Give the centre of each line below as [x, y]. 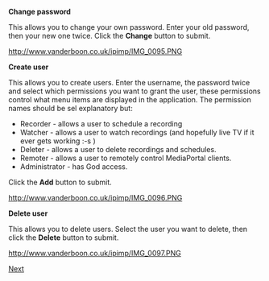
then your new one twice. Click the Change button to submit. [110, 36]
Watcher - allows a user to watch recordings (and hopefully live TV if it [137, 132]
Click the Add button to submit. [60, 182]
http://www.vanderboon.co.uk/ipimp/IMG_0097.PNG [95, 253]
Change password [39, 12]
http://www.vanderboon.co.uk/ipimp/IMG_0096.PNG [95, 198]
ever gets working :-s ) [58, 141]
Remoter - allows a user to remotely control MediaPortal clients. [126, 158]
